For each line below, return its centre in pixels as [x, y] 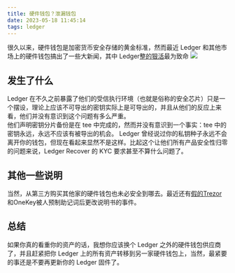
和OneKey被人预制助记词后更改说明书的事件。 [74, 202]
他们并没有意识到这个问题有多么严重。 [74, 116]
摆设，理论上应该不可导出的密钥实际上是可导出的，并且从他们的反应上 [114, 107]
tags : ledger [26, 27]
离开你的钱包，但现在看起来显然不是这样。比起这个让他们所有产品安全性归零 [117, 142]
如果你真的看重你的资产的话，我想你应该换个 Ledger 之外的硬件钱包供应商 [114, 244]
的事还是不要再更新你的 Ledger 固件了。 [65, 262]
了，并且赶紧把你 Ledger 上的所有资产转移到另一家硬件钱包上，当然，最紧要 [117, 253]
